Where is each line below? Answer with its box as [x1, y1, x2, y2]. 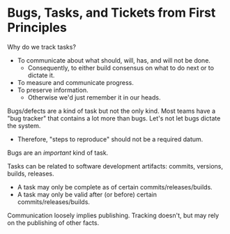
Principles [7, 19, 68, 36]
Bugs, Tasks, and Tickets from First [7, 5, 216, 21]
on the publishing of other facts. [7, 218, 100, 227]
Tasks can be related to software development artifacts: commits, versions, [7, 162, 223, 170]
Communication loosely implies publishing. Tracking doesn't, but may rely [7, 211, 220, 219]
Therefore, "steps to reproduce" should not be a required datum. [17, 134, 204, 143]
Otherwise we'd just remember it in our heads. [27, 93, 161, 102]
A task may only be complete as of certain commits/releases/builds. [17, 182, 213, 191]
